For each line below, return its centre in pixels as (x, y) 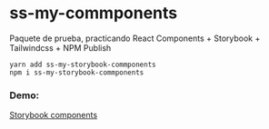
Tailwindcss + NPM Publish (60, 47)
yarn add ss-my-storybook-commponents (83, 64)
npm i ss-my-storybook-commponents (77, 72)
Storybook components (54, 115)
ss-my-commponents (94, 13)
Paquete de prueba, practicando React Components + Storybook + (135, 38)
